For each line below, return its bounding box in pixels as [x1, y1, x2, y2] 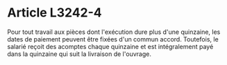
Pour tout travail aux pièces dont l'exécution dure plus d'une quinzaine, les [7, 28, 221, 36]
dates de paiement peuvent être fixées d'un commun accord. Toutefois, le [7, 35, 219, 43]
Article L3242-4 [7, 5, 102, 21]
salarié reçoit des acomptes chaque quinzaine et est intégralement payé [7, 42, 214, 50]
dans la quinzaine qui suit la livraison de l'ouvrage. [7, 50, 151, 58]
